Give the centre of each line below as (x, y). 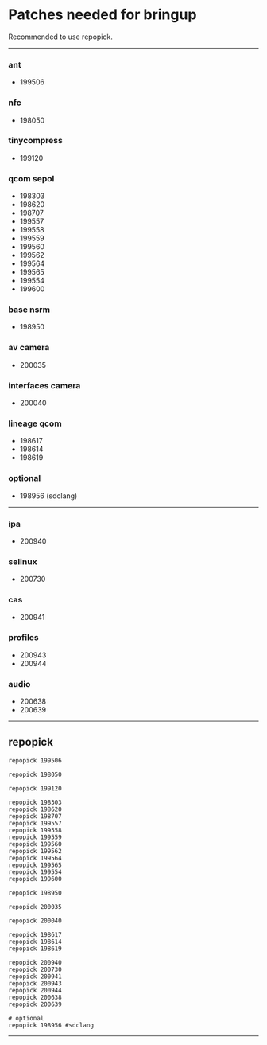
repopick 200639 (35, 1004)
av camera (29, 348)
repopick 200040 (35, 921)
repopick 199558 (35, 830)
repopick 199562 (35, 851)
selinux (23, 561)
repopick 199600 (35, 879)
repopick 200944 (35, 990)
